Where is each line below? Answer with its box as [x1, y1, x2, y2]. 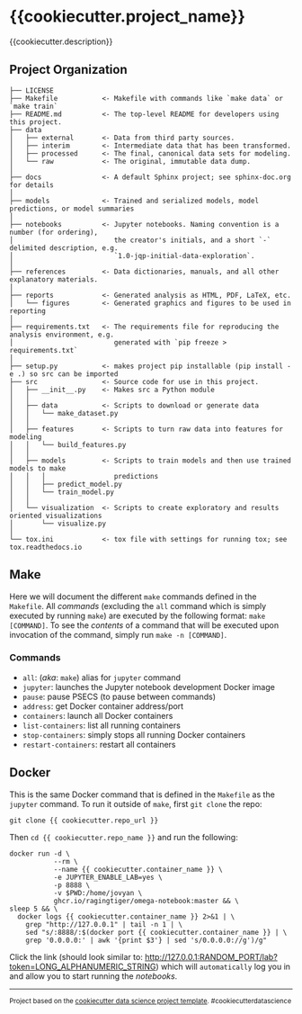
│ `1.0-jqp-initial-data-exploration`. [9, 251, 255, 260]
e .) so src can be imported [9, 369, 119, 379]
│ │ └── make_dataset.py [9, 408, 119, 417]
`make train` [9, 102, 58, 111]
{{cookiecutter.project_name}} [9, 6, 245, 27]
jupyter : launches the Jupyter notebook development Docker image [22, 681, 276, 692]
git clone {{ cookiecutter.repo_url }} [9, 816, 159, 825]
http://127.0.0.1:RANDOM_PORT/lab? [145, 951, 279, 962]
